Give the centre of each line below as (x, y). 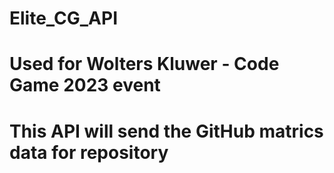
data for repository (89, 152)
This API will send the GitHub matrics (166, 131)
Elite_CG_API (64, 18)
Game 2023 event (85, 85)
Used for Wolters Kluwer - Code (144, 64)
